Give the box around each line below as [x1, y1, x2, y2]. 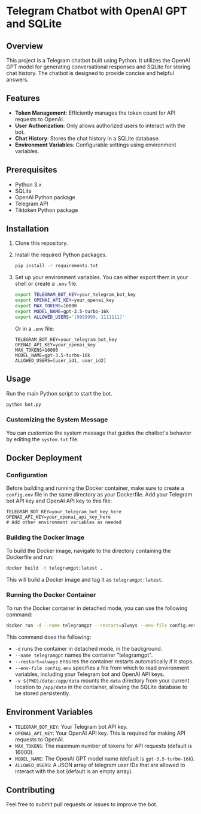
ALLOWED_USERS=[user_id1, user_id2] [14, 357, 106, 364]
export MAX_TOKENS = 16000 [14, 303, 77, 309]
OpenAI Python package [14, 193, 76, 200]
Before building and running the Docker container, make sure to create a [6, 484, 184, 492]
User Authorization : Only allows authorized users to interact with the [14, 122, 185, 129]
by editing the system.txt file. [6, 435, 79, 442]
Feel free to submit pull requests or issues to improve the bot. [6, 801, 157, 808]
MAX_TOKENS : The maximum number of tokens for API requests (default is [14, 742, 193, 749]
